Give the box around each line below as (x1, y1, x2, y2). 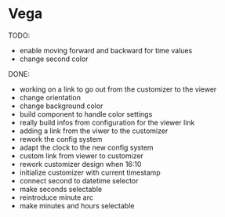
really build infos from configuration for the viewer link (19, 118, 195, 127)
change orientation (19, 92, 81, 102)
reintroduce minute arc (19, 193, 94, 202)
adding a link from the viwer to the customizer (19, 126, 169, 136)
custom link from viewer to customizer (19, 150, 143, 161)
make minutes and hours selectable (19, 201, 135, 210)
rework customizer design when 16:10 (19, 159, 142, 168)
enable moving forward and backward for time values (19, 45, 193, 55)
